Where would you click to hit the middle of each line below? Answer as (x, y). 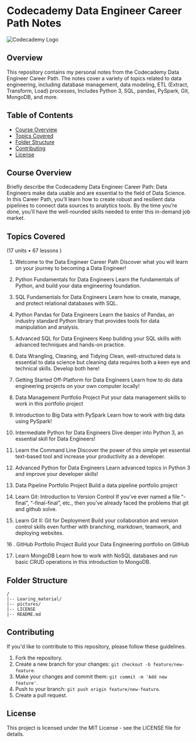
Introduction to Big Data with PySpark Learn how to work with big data (100, 415)
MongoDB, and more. (32, 97)
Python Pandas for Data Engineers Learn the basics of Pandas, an (94, 315)
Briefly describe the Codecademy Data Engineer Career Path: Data (87, 187)
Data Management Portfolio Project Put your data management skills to (101, 397)
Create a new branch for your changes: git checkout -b (83, 664)
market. (16, 218)
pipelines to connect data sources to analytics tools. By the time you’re (92, 206)
